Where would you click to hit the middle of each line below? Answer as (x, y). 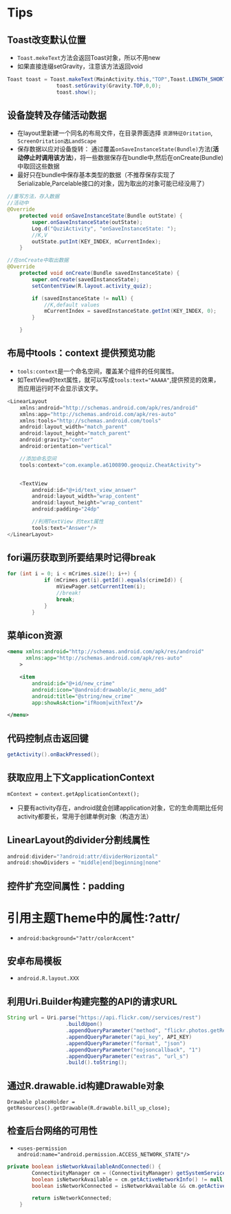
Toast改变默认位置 (47, 40)
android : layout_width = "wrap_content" (86, 496)
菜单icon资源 (35, 635)
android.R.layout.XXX (48, 979)
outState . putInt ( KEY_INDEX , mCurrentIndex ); (97, 241)
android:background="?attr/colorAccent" (76, 938)
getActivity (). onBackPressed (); (53, 755)
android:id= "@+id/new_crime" (74, 683)
